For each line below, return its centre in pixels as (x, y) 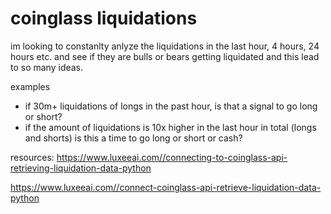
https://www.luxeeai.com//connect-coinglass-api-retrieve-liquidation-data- (166, 187)
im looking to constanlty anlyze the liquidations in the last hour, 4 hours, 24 (165, 46)
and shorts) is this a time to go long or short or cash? (133, 138)
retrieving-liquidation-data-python (81, 168)
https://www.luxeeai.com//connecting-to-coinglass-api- (172, 157)
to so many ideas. (47, 67)
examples (30, 86)
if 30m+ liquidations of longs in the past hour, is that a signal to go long (171, 106)
